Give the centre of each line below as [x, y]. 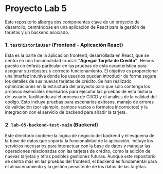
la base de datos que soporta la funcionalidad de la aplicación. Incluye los [79, 140]
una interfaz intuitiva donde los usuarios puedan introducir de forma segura [81, 76]
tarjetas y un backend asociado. [37, 32]
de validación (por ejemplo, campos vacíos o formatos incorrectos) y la [76, 107]
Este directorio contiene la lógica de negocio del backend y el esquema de [80, 135]
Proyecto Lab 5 [36, 9]
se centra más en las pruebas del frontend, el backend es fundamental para [81, 161]
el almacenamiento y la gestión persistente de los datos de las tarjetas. [76, 166]
